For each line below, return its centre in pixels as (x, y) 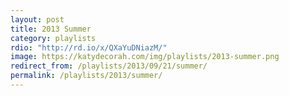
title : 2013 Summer (51, 29)
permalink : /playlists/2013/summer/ (86, 76)
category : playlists (53, 38)
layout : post (37, 19)
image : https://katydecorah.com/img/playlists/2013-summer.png (145, 57)
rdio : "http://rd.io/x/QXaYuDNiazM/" (89, 47)
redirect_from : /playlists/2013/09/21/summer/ (109, 66)
